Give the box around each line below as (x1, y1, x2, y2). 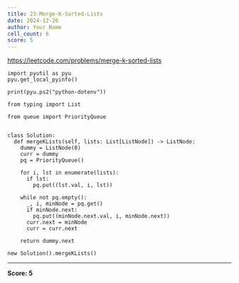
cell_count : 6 (7, 30, 50, 38)
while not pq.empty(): (20, 194, 87, 201)
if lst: (26, 175, 50, 183)
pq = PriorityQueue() (20, 157, 84, 164)
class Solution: (7, 132, 55, 139)
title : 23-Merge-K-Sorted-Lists (7, 10, 103, 18)
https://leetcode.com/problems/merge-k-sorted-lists (7, 56, 162, 65)
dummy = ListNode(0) (20, 145, 81, 152)
